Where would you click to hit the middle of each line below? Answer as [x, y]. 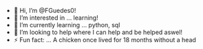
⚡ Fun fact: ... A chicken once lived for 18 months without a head [105, 40]
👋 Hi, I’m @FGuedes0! [45, 11]
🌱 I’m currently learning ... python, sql [67, 25]
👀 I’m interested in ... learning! [56, 18]
